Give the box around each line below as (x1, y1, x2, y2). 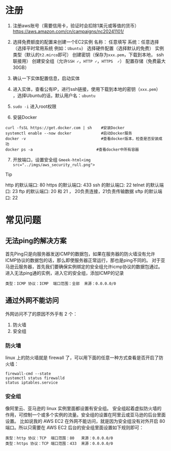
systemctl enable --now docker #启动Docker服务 (5, 131, 132, 136)
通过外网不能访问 (5, 296, 59, 305)
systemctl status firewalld (5, 376, 65, 381)
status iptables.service (5, 380, 58, 386)
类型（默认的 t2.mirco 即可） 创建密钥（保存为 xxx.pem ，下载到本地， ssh (12, 52, 164, 58)
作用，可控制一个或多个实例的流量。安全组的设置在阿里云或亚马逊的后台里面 (5, 412, 166, 418)
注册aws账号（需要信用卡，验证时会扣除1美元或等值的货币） (12, 22, 139, 29)
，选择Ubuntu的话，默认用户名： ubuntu (12, 92, 96, 99)
